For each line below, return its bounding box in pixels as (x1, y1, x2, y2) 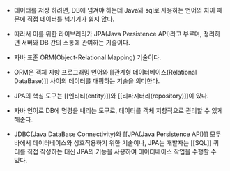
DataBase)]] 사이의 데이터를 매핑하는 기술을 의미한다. (13, 77, 160, 85)
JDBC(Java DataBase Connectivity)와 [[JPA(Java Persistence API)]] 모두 (13, 130, 222, 138)
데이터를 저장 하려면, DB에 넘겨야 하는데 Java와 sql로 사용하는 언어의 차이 (13, 6, 215, 14)
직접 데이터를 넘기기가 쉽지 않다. (26, 15, 115, 23)
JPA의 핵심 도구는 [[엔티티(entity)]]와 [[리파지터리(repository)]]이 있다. (13, 91, 209, 100)
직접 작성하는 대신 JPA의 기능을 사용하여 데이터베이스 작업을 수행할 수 (26, 147, 217, 156)
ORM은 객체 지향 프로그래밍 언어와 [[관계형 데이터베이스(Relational (13, 68, 197, 76)
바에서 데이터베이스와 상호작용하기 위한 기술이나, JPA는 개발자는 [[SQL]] (13, 139, 212, 147)
